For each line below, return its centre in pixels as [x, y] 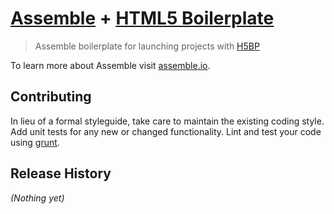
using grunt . [35, 142]
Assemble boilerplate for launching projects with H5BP [147, 46]
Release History [61, 173]
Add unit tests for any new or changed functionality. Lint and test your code [166, 131]
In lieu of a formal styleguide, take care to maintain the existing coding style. [167, 121]
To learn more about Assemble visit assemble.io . [110, 65]
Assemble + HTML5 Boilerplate [142, 18]
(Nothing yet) [37, 198]
